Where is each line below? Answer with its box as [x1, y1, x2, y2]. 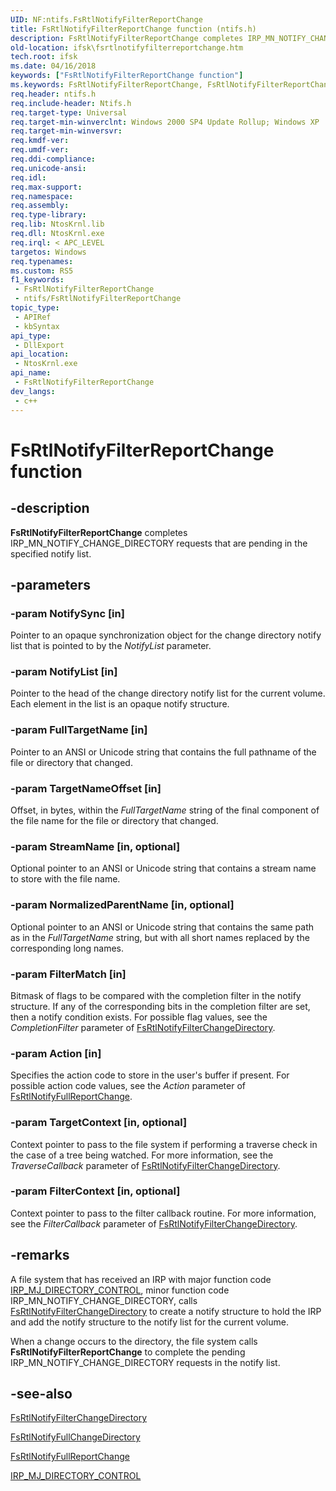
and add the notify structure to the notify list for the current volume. [10, 1316, 289, 1328]
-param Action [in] [10, 1046, 102, 1060]
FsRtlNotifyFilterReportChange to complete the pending [10, 1346, 246, 1358]
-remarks [10, 1247, 70, 1264]
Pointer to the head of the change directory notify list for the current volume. [10, 687, 326, 700]
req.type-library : [10, 210, 87, 220]
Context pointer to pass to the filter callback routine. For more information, [10, 1207, 317, 1219]
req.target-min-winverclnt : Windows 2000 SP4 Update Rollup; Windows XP [10, 117, 320, 127]
